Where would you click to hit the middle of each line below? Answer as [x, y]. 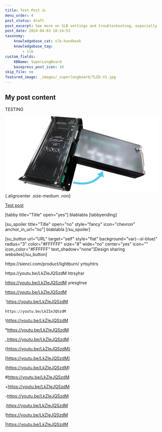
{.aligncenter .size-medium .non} [38, 196]
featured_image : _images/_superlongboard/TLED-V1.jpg [61, 77]
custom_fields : [20, 57]
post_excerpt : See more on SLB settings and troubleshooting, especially [81, 26]
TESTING [14, 109]
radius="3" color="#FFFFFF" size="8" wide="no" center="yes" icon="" [77, 244]
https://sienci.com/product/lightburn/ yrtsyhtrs [52, 264]
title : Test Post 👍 [25, 10]
